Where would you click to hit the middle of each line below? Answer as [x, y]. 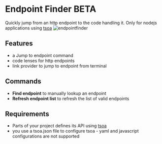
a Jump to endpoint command [43, 55]
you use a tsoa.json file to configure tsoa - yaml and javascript [75, 131]
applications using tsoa [29, 28]
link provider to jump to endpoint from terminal [59, 66]
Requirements [27, 114]
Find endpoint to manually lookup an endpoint [59, 93]
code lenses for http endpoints [43, 61]
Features [19, 44]
